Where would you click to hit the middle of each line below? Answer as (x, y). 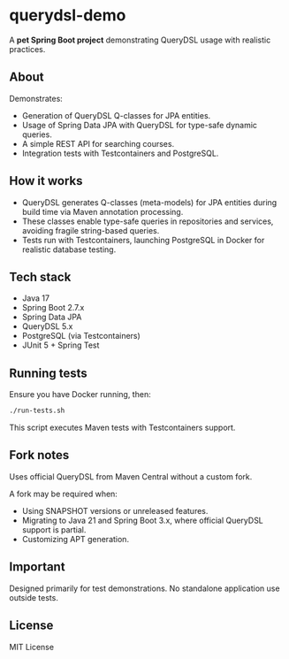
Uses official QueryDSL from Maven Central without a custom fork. (131, 476)
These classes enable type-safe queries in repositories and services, (148, 221)
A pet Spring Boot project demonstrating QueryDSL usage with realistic (140, 40)
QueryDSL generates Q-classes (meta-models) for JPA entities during (149, 202)
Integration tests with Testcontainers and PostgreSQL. (120, 153)
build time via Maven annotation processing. (103, 211)
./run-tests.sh (37, 411)
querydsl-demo (68, 15)
